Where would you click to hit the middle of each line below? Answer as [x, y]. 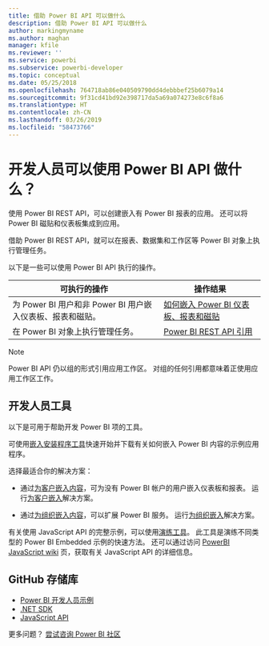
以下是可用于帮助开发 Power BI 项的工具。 [78, 427]
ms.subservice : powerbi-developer [66, 68]
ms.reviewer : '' [35, 53]
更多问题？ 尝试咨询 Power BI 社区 [65, 634]
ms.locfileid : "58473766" [51, 127]
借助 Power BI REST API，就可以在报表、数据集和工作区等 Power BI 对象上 [131, 240]
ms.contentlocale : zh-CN [50, 113]
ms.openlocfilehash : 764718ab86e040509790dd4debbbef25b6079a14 [116, 90]
